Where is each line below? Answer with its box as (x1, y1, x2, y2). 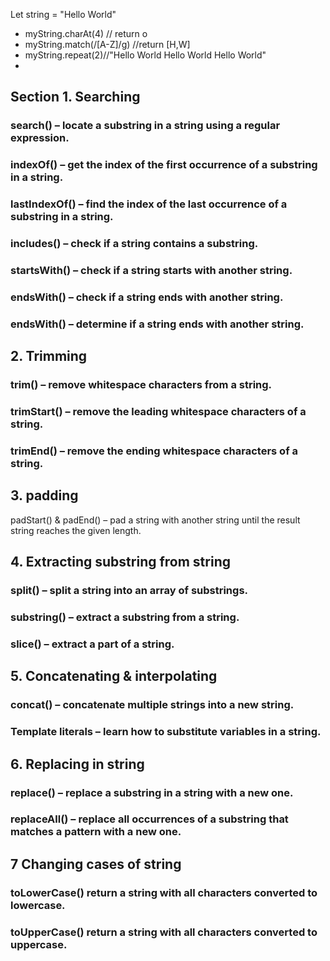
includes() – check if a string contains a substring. (10, 237, 259, 251)
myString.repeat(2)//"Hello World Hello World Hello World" (24, 49, 267, 61)
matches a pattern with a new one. (10, 825, 182, 839)
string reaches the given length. (10, 524, 142, 536)
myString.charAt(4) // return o (24, 28, 148, 39)
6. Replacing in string (10, 755, 145, 773)
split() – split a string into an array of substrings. (10, 584, 249, 598)
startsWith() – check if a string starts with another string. (10, 264, 293, 277)
